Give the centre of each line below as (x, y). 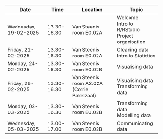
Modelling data (134, 115)
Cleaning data (133, 49)
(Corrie (80, 90)
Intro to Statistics (136, 56)
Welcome (128, 18)
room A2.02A (88, 83)
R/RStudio (128, 30)
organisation (131, 42)
